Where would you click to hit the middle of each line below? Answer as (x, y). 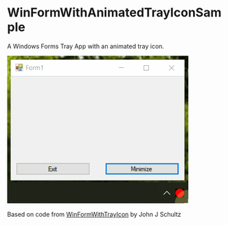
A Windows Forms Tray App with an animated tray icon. (86, 46)
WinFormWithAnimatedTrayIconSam (114, 13)
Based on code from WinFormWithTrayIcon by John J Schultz (94, 214)
